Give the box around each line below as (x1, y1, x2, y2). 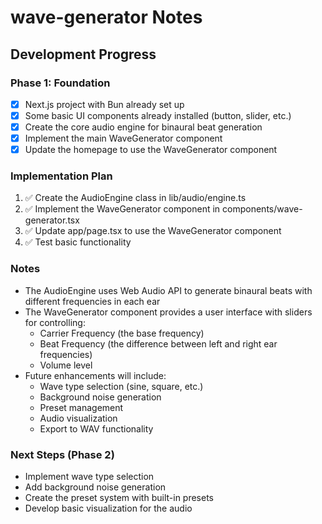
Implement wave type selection (24, 471, 155, 483)
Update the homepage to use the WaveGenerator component (24, 144, 278, 156)
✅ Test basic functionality (24, 236, 132, 248)
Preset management (39, 401, 124, 413)
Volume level (39, 359, 93, 371)
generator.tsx (24, 214, 80, 226)
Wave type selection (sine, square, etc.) (39, 380, 204, 392)
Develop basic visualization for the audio (24, 502, 193, 515)
